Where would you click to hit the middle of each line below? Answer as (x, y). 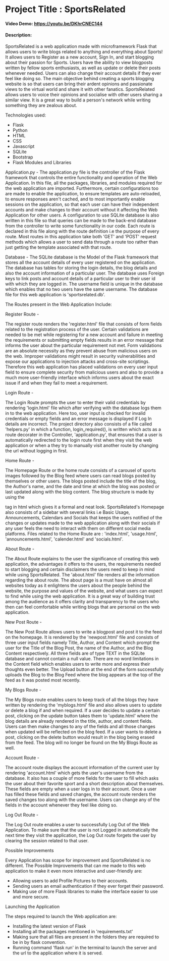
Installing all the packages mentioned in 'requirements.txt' (73, 931)
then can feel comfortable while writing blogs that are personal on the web (83, 607)
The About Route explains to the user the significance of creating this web (82, 558)
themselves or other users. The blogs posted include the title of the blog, (81, 481)
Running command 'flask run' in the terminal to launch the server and (84, 947)
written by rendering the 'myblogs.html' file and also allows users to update (84, 705)
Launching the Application (32, 906)
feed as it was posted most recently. (43, 680)
